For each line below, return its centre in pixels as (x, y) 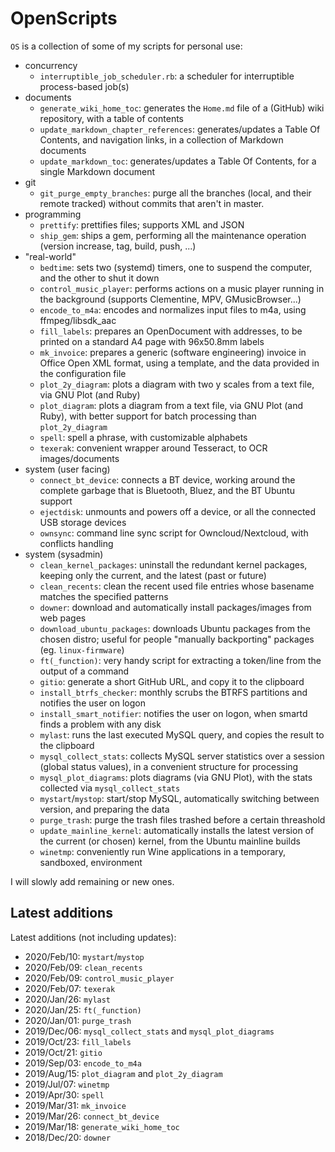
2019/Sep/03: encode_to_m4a (83, 1063)
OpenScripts (64, 18)
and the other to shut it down (99, 278)
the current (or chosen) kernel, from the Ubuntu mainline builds (170, 841)
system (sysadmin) (64, 554)
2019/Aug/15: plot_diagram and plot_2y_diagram (123, 1073)
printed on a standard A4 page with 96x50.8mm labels (152, 341)
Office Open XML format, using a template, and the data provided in (179, 363)
